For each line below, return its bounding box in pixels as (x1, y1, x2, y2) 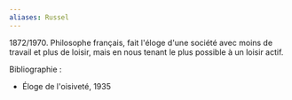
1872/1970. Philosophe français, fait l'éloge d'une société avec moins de (9, 37, 273, 48)
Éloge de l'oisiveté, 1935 (21, 81, 111, 91)
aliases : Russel (9, 12, 69, 22)
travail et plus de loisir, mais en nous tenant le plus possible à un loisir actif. (9, 46, 284, 58)
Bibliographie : (9, 64, 62, 74)
